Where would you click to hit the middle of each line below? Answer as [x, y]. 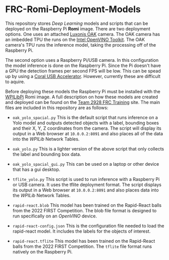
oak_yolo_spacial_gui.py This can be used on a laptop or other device [86, 164]
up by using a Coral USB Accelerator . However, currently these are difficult [83, 76]
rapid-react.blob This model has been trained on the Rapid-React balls [87, 205]
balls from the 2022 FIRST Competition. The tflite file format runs [82, 246]
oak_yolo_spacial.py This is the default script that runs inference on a [85, 117]
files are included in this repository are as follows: [57, 107]
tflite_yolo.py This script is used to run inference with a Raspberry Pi [86, 179]
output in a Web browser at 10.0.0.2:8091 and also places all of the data [88, 133]
